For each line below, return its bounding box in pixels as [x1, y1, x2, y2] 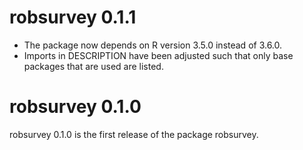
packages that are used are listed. [23, 60, 164, 72]
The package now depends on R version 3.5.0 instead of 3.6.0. [23, 39, 283, 51]
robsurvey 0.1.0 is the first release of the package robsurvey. [9, 128, 259, 140]
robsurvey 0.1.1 [9, 6, 137, 29]
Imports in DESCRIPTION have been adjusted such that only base [23, 49, 294, 61]
